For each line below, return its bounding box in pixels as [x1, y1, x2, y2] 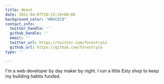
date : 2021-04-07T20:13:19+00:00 [5, 12, 76, 17]
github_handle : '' [10, 31, 49, 36]
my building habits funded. [5, 73, 61, 79]
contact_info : [5, 21, 35, 27]
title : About [5, 7, 33, 13]
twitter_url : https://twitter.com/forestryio [10, 40, 107, 45]
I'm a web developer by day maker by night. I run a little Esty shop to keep [5, 67, 159, 73]
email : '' [10, 36, 30, 41]
